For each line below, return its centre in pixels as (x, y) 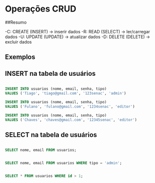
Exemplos (20, 57)
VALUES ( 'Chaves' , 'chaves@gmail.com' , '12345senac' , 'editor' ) (71, 120)
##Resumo (16, 22)
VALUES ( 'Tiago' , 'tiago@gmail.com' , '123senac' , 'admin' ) (66, 93)
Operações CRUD (41, 9)
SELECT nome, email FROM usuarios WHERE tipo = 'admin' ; (63, 163)
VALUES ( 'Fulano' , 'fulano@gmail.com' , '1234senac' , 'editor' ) (70, 106)
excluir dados (19, 42)
